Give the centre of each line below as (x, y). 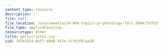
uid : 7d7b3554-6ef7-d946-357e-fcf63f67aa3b (50, 41)
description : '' (21, 14)
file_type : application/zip (33, 28)
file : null (16, 18)
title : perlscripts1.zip (30, 37)
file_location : (20, 23)
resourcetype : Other (26, 32)
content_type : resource (29, 9)
